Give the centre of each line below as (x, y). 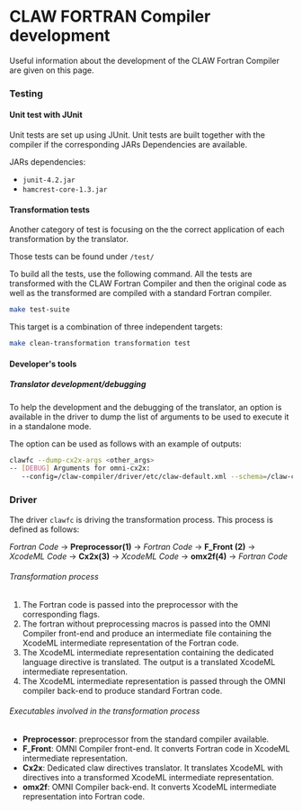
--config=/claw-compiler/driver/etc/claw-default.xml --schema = (144, 477)
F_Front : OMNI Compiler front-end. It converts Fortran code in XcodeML (156, 748)
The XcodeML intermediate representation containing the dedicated (148, 652)
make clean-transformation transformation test (100, 344)
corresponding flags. (61, 614)
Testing (26, 94)
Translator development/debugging (78, 384)
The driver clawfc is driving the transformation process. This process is (142, 519)
